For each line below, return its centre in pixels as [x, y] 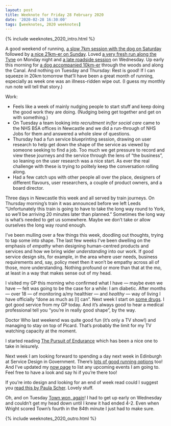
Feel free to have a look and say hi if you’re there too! [61, 373]
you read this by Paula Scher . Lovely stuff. [50, 388]
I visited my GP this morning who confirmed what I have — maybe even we [84, 283]
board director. [28, 188]
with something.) [30, 118]
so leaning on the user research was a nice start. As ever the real [81, 161]
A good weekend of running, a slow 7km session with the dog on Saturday [83, 49]
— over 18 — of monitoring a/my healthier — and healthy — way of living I [83, 294]
